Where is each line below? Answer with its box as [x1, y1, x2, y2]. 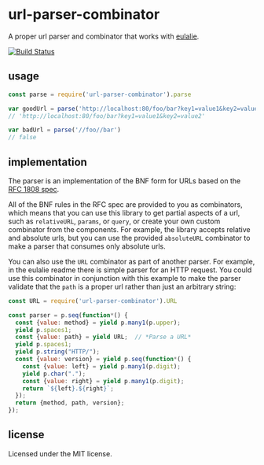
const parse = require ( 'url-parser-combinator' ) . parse [8, 90, 192, 98]
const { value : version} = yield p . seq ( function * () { [15, 356, 192, 364]
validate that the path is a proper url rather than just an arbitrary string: [8, 282, 236, 291]
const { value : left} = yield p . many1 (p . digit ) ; [22, 362, 181, 371]
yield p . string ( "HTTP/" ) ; [15, 348, 101, 356]
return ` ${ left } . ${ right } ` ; [22, 384, 114, 393]
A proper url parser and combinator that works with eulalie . [8, 31, 200, 41]
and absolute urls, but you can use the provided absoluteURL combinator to [8, 233, 251, 242]
